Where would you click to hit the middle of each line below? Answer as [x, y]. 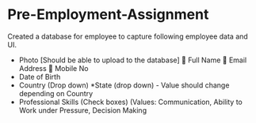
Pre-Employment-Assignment [108, 15]
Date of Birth [40, 76]
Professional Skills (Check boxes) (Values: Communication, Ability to [130, 102]
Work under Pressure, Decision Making [83, 110]
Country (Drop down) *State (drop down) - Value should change [124, 85]
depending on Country [56, 93]
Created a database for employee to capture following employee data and [128, 36]
